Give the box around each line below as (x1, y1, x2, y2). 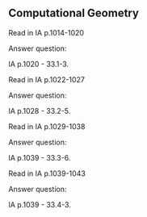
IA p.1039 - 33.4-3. (8, 199, 71, 209)
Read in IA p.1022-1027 (8, 74, 85, 84)
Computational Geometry (8, 6, 140, 20)
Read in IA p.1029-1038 (8, 121, 86, 131)
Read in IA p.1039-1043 (8, 169, 86, 178)
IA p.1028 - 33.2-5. (8, 106, 71, 115)
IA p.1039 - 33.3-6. (8, 152, 71, 162)
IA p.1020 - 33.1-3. (8, 59, 69, 69)
